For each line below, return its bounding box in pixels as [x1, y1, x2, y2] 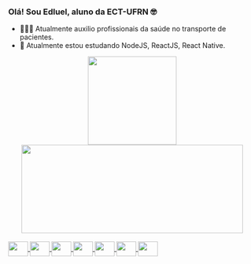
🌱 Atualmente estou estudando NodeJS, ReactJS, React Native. [19, 41, 226, 50]
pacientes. [19, 32, 54, 42]
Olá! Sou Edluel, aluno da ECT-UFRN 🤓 [8, 6, 157, 17]
